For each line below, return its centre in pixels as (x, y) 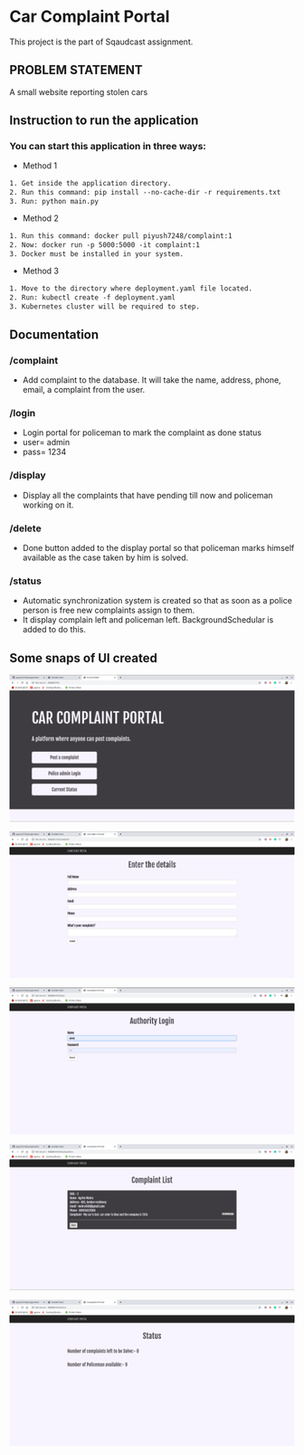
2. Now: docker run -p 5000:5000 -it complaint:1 (105, 245)
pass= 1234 (44, 452)
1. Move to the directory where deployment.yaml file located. (131, 289)
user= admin (46, 442)
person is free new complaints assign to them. (109, 610)
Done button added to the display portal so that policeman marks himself (158, 548)
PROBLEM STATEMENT (76, 70)
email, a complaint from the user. (84, 390)
